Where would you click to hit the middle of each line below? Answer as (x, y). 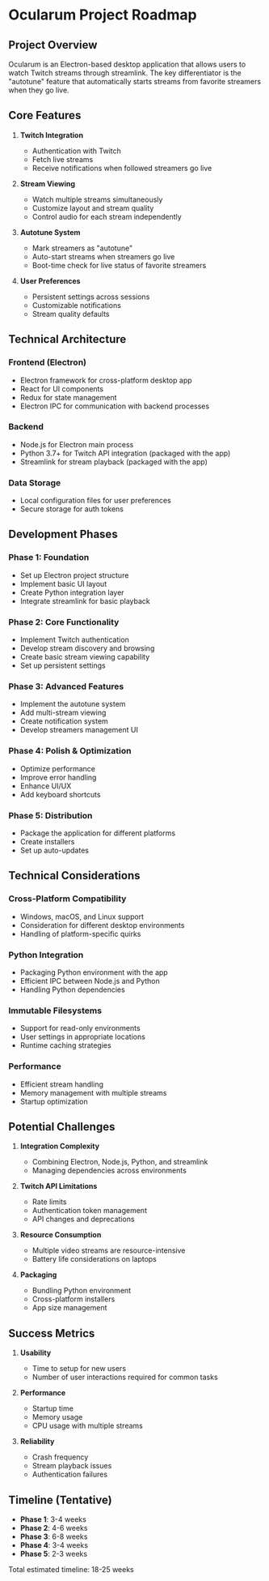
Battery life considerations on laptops (95, 1259)
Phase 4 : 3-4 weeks (54, 1545)
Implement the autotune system (73, 704)
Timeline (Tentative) (60, 1500)
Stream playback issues (72, 1466)
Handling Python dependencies (72, 989)
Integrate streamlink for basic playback (85, 600)
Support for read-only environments (80, 1028)
